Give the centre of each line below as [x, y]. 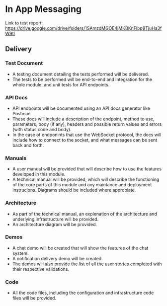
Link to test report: [24, 23]
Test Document [24, 63]
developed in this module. [39, 174]
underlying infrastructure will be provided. [55, 219]
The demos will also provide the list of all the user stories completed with [87, 264]
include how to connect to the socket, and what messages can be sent [85, 140]
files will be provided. [34, 298]
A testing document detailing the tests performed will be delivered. [81, 74]
